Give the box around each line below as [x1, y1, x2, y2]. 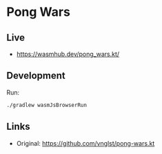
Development [6, 70, 66, 81]
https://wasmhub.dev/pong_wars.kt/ [16, 50, 120, 58]
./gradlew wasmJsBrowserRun [6, 102, 88, 108]
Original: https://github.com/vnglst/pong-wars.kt [16, 139, 155, 147]
